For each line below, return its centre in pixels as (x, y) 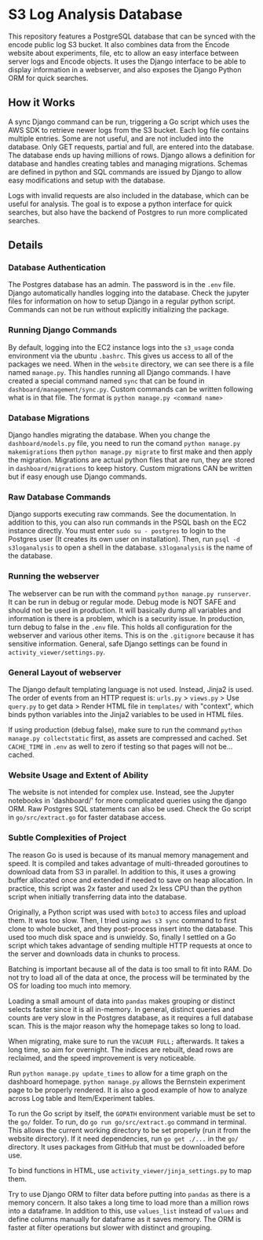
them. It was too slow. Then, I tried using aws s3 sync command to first (122, 920)
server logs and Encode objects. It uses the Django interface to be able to (127, 61)
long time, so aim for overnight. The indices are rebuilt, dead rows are (121, 1049)
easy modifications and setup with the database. (87, 180)
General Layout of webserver (65, 672)
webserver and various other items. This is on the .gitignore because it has (131, 635)
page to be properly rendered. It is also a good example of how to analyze (128, 1090)
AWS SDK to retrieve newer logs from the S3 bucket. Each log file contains (129, 130)
